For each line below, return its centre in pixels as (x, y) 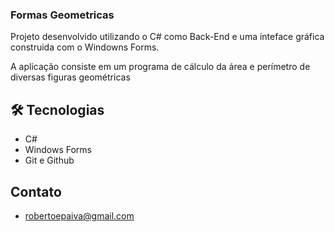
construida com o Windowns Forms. (85, 47)
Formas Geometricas (62, 15)
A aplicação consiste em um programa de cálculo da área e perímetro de (160, 67)
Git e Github (49, 160)
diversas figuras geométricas (70, 77)
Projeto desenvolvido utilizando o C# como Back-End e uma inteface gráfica (167, 37)
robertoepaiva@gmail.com (79, 215)
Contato (36, 191)
